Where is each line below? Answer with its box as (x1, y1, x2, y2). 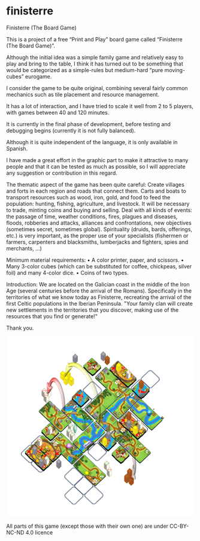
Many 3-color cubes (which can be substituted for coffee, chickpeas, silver (6, 262, 192, 270)
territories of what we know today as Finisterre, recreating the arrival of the (6, 293, 192, 301)
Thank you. (6, 324, 34, 331)
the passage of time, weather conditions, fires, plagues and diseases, (6, 213, 178, 220)
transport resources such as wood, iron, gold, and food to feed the (6, 193, 171, 201)
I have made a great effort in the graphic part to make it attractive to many (6, 156, 189, 163)
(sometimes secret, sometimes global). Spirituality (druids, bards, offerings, (6, 225, 193, 232)
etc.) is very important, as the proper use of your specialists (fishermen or (6, 232, 189, 239)
